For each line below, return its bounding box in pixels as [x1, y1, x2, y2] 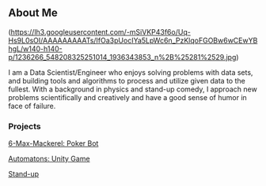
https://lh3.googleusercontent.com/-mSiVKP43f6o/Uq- [10, 27, 192, 36]
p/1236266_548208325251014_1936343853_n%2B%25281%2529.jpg [8, 52, 237, 61]
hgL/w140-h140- [8, 43, 63, 54]
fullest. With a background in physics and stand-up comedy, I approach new [8, 84, 257, 94]
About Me [8, 6, 58, 20]
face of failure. [8, 101, 56, 110]
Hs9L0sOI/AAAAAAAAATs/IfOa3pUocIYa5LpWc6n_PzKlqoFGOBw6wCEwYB [8, 35, 258, 45]
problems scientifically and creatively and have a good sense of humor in [8, 92, 247, 102]
